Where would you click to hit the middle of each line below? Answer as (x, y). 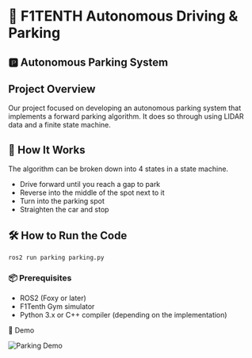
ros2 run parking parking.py (56, 258)
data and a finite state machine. (59, 125)
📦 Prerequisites (40, 278)
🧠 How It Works (47, 150)
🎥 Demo (21, 330)
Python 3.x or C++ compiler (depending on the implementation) (123, 315)
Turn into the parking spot (62, 201)
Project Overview (52, 89)
